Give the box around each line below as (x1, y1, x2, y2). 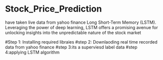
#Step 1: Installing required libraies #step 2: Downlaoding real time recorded (5, 39, 158, 45)
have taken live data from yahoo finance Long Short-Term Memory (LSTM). (5, 19, 157, 25)
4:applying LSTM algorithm (5, 49, 60, 55)
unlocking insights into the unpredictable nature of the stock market (5, 30, 142, 35)
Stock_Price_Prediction (5, 3, 102, 15)
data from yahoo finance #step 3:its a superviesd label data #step (5, 44, 138, 50)
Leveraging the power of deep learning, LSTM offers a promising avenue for (5, 24, 158, 30)
